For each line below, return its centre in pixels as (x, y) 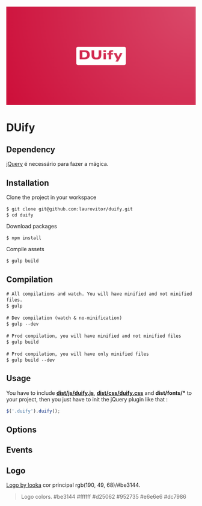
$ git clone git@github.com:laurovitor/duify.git (70, 209)
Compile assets (25, 249)
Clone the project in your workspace (51, 197)
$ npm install (24, 238)
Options (22, 430)
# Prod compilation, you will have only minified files (78, 354)
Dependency (31, 149)
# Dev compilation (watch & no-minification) (64, 318)
